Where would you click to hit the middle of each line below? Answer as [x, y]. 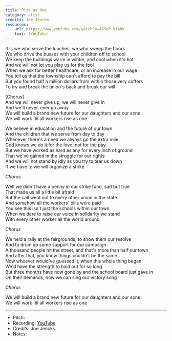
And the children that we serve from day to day [55, 134]
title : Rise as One [26, 10]
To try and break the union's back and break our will [60, 87]
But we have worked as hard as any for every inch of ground [69, 150]
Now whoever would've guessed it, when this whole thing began [73, 261]
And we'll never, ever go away [37, 108]
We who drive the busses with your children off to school [66, 54]
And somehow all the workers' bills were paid [53, 203]
